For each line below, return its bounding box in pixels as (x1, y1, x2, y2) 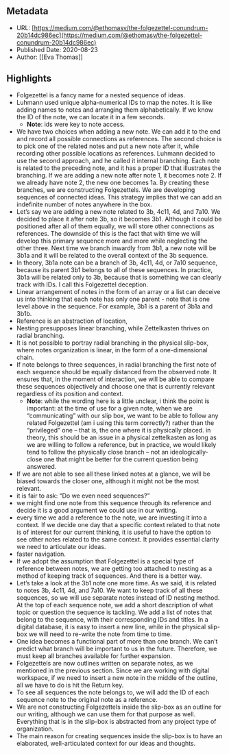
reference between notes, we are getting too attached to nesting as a (16, 564, 213, 572)
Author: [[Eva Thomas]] (16, 53, 83, 61)
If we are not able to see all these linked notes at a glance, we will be (16, 470, 210, 478)
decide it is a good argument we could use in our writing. (16, 506, 178, 514)
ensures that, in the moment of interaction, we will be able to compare (16, 375, 215, 383)
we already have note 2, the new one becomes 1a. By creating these (16, 178, 210, 186)
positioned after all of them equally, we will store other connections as (16, 222, 215, 230)
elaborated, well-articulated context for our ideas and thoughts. (16, 739, 196, 747)
